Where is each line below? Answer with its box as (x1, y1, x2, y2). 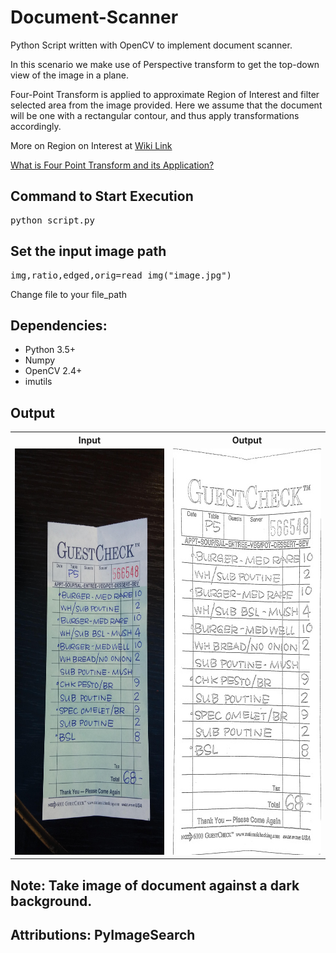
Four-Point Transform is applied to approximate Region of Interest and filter (10, 88, 320, 100)
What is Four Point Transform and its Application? (10, 159, 215, 171)
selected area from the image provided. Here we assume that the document (10, 99, 323, 111)
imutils (24, 376, 53, 388)
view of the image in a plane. (10, 69, 129, 81)
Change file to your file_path (10, 288, 128, 300)
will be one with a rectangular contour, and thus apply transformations (10, 109, 300, 121)
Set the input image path (10, 243, 167, 260)
